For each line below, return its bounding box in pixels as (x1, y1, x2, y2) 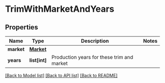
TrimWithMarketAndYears (5, 3, 114, 15)
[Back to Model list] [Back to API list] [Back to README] (5, 73, 118, 78)
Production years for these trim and (51, 54, 134, 60)
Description (81, 38, 109, 44)
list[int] (29, 57, 47, 63)
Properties (5, 23, 38, 31)
